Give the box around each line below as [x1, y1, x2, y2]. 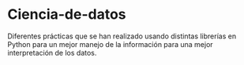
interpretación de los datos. [7, 48, 97, 57]
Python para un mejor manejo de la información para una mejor [7, 39, 214, 49]
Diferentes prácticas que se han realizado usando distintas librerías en [7, 31, 237, 41]
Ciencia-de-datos [7, 5, 126, 23]
